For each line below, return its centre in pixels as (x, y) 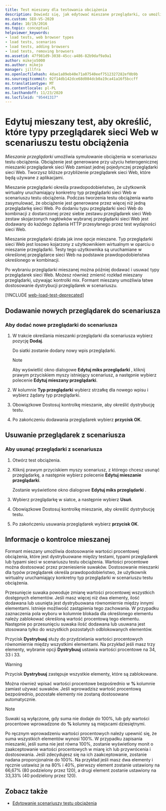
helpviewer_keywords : (27, 33)
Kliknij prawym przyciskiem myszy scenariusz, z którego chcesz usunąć (86, 469)
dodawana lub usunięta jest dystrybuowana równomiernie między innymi (80, 603)
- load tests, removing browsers (40, 51)
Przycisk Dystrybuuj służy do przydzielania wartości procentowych (74, 639)
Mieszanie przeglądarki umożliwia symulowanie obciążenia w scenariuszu (81, 157)
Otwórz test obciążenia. (36, 460)
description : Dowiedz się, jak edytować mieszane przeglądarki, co (76, 14)
